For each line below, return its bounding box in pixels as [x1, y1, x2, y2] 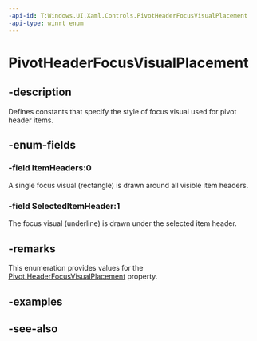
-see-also [8, 322, 58, 336]
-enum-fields [8, 138, 76, 152]
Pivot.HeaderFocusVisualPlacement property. [8, 271, 158, 281]
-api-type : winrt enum [8, 19, 84, 27]
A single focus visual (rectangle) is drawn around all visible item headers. [8, 181, 249, 191]
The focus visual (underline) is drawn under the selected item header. [8, 219, 237, 228]
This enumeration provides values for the [8, 263, 144, 273]
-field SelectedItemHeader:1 [8, 201, 121, 212]
